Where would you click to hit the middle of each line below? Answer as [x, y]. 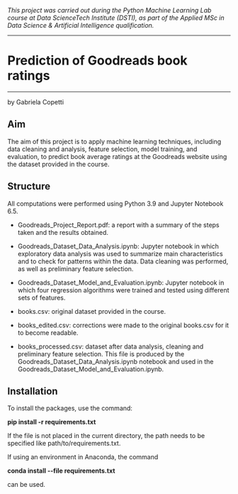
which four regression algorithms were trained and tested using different [123, 290]
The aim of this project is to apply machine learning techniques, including [114, 141]
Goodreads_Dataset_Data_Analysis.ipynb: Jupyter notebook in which [118, 246]
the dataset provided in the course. [58, 164]
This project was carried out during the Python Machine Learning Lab [109, 10]
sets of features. [41, 297]
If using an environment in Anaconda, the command [83, 457]
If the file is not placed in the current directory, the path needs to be [106, 436]
